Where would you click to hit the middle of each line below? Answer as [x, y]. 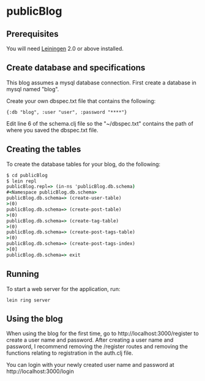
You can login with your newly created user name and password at [90, 365]
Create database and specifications [76, 68]
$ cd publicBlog [27, 175]
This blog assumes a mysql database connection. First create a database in [102, 82]
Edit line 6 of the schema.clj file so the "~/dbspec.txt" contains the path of [100, 123]
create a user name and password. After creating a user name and [90, 340]
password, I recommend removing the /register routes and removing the [97, 347]
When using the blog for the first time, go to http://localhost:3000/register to [102, 334]
